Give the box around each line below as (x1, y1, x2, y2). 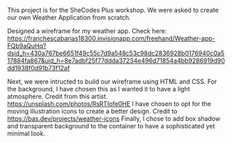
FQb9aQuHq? (7, 42, 47, 50)
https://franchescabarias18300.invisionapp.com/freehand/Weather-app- (7, 34, 216, 43)
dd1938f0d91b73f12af (7, 64, 70, 72)
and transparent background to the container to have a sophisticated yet (7, 122, 215, 130)
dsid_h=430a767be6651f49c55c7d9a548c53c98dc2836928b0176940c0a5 (7, 49, 225, 57)
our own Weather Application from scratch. (7, 13, 131, 22)
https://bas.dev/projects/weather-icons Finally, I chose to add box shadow (7, 114, 221, 123)
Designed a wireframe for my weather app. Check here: (7, 27, 167, 35)
